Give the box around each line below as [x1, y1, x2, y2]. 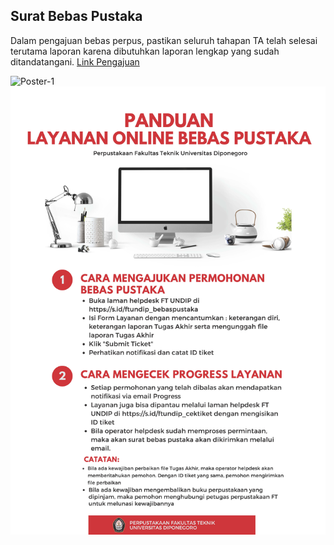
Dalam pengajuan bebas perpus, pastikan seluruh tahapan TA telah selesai [10, 34, 318, 46]
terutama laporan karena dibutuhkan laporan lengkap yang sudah [10, 45, 280, 57]
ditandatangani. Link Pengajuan [10, 55, 140, 68]
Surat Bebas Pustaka [10, 8, 143, 25]
